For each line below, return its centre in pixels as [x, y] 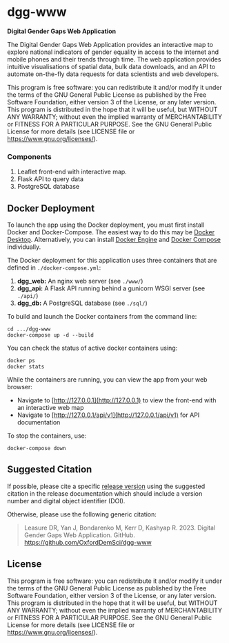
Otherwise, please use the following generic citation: [82, 514]
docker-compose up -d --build [51, 335]
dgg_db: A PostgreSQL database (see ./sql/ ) [82, 303]
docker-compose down [37, 449]
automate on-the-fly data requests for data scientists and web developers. [113, 74]
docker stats [26, 367]
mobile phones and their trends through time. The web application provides [114, 59]
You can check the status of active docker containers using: [92, 348]
